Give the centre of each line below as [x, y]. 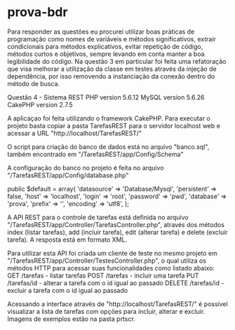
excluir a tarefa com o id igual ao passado [68, 290]
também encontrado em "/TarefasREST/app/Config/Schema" [95, 154]
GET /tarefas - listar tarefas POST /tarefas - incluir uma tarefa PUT [103, 275]
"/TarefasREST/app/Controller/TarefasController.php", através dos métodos [116, 224]
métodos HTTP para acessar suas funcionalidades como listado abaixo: [111, 268]
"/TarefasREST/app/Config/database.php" [68, 175]
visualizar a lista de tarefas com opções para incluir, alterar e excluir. [106, 311]
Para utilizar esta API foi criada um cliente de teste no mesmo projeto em [112, 253]
